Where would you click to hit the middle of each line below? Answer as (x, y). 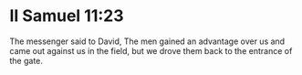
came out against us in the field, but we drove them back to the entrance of (151, 50)
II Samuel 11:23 (67, 16)
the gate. (26, 60)
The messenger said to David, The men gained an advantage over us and (147, 41)
